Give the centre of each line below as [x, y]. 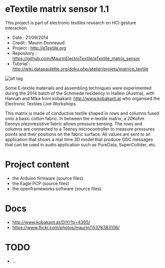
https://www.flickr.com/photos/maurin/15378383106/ [66, 227]
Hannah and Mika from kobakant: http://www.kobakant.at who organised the [82, 98]
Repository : [24, 53]
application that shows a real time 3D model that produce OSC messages [79, 139]
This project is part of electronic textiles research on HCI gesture [71, 23]
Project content [37, 165]
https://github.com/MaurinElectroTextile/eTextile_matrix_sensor [76, 58]
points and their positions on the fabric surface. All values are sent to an [78, 134]
